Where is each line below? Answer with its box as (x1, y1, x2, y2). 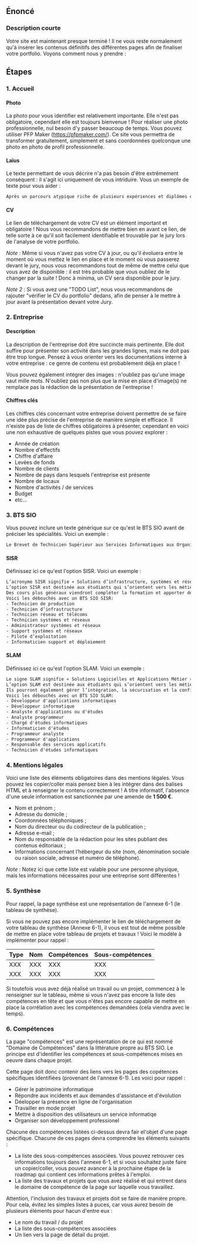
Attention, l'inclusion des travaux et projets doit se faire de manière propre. (6, 1195, 187, 1202)
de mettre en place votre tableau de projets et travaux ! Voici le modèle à (6, 930, 182, 937)
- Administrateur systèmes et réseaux (6, 623, 101, 629)
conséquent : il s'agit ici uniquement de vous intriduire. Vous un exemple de (6, 176, 189, 183)
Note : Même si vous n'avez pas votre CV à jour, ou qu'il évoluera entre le (6, 250, 184, 257)
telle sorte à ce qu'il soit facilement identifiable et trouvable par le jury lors (6, 232, 185, 239)
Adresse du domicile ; (14, 811, 67, 818)
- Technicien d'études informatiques (6, 747, 98, 753)
